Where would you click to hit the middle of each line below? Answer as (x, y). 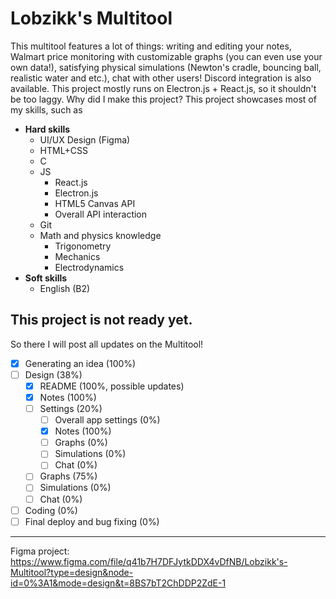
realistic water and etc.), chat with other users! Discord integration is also (161, 78)
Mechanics (77, 256)
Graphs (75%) (68, 476)
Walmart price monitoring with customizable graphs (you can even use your (166, 56)
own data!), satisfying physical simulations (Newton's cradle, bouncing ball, (166, 67)
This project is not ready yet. (101, 320)
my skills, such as (46, 109)
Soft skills (46, 278)
